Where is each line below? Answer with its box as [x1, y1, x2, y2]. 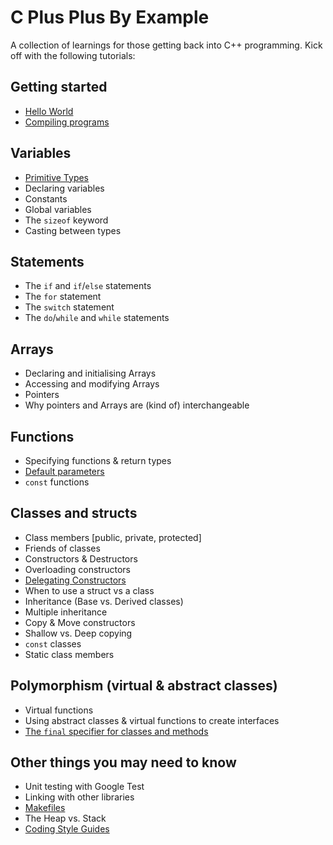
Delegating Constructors [24, 574, 127, 586]
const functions [24, 476, 90, 488]
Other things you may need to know [10, 754, 237, 771]
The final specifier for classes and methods [24, 725, 209, 737]
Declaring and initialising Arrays [24, 367, 157, 380]
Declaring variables [24, 182, 105, 194]
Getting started [10, 79, 108, 96]
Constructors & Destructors [24, 552, 138, 565]
